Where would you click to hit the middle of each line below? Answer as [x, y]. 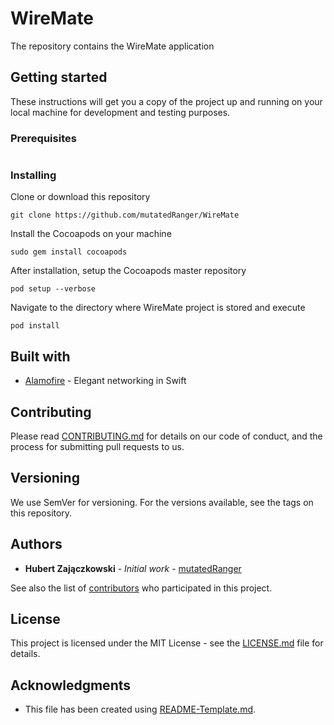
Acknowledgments [71, 685]
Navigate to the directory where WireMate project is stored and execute [158, 308]
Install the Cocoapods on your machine [91, 234]
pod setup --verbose [53, 289]
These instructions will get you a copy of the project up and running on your [166, 101]
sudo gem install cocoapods [69, 252]
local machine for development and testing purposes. [120, 112]
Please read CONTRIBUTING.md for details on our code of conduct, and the [166, 436]
